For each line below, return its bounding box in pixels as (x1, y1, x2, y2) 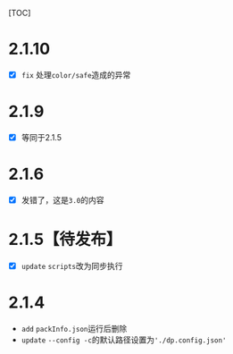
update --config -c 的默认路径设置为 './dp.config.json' (21, 334, 227, 345)
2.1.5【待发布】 (8, 230, 122, 249)
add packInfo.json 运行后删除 (21, 323, 128, 333)
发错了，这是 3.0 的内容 (21, 194, 104, 205)
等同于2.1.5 (21, 131, 62, 142)
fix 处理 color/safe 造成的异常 (21, 69, 131, 80)
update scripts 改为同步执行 (21, 260, 123, 271)
